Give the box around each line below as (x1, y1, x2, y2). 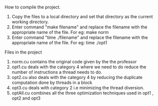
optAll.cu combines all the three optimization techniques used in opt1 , (11, 90, 154, 96)
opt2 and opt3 (11, 95, 41, 101)
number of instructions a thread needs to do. (11, 69, 103, 75)
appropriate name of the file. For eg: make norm (11, 29, 109, 35)
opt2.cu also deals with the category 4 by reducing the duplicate (11, 75, 143, 80)
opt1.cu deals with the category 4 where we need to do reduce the (11, 64, 147, 70)
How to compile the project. (4, 4, 61, 10)
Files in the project (4, 49, 42, 55)
